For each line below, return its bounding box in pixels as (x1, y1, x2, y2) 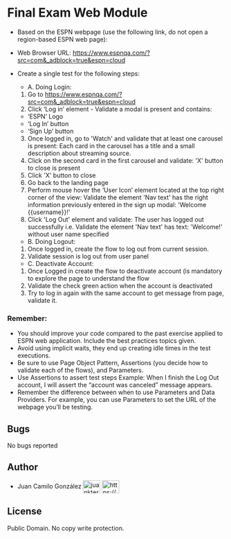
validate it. (27, 296, 57, 304)
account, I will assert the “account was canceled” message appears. (17, 381, 213, 389)
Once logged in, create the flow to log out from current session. (27, 245, 210, 253)
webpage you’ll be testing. (17, 403, 93, 412)
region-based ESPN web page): (17, 35, 108, 43)
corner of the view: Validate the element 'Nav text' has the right (27, 193, 209, 202)
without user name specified (27, 230, 109, 238)
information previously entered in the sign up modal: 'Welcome (27, 200, 207, 209)
